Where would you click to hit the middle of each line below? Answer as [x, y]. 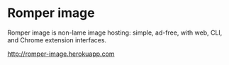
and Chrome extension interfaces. [57, 40]
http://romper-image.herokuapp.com [61, 54]
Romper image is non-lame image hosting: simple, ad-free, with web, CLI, [115, 32]
